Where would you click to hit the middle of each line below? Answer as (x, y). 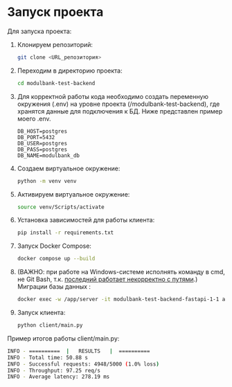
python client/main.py (50, 325)
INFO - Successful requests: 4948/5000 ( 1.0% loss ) (83, 364)
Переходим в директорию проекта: (70, 71)
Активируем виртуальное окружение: (73, 194)
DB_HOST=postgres (42, 131)
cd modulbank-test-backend (56, 83)
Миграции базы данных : (54, 287)
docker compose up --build (56, 259)
